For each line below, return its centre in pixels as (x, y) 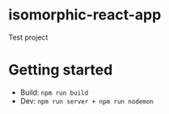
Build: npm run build (54, 92)
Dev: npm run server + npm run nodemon (87, 101)
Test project (28, 37)
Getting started (61, 70)
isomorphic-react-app (85, 15)
